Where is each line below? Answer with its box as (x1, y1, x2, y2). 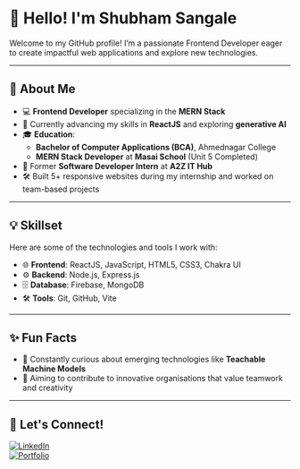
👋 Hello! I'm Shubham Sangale (9, 8, 237, 29)
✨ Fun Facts (9, 330, 78, 345)
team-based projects (21, 183, 100, 194)
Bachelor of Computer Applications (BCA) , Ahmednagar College (35, 141, 277, 152)
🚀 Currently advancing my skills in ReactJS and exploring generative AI (21, 118, 287, 129)
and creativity (21, 382, 73, 393)
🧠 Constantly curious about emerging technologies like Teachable (21, 354, 266, 365)
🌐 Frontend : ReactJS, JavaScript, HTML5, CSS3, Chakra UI (21, 259, 241, 269)
